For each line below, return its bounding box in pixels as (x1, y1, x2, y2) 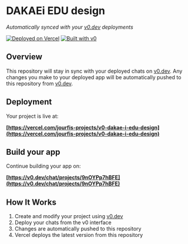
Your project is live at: (6, 113, 59, 120)
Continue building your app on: (6, 162, 81, 170)
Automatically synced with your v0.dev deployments (6, 23, 133, 30)
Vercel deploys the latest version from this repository (14, 232, 143, 239)
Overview (6, 52, 43, 62)
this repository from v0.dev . (6, 80, 73, 87)
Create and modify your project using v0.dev (14, 213, 123, 220)
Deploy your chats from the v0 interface (14, 219, 112, 226)
